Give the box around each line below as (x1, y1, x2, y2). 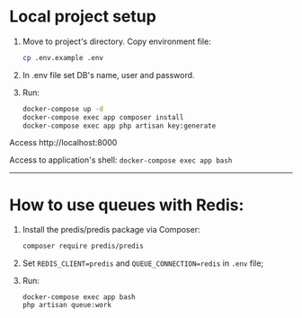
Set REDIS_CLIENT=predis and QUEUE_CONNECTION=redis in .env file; (22, 258, 264, 269)
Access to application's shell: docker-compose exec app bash (9, 155, 233, 165)
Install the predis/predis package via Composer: (22, 225, 200, 235)
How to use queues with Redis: (9, 195, 244, 215)
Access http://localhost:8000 (9, 137, 118, 148)
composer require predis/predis (22, 242, 144, 251)
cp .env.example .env (22, 53, 103, 62)
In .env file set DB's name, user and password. (22, 69, 195, 80)
